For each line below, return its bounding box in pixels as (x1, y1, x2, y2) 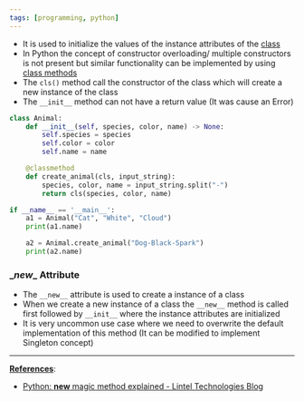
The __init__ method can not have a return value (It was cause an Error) (22, 96, 294, 107)
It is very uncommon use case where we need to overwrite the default (22, 318, 284, 329)
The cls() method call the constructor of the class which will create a (22, 76, 282, 87)
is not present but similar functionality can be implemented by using (22, 57, 276, 68)
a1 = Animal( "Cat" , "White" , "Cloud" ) (25, 214, 172, 223)
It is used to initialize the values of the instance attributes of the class (22, 38, 280, 49)
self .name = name (42, 147, 107, 157)
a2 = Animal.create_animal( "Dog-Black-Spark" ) (25, 239, 204, 248)
